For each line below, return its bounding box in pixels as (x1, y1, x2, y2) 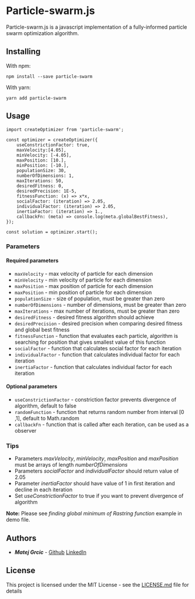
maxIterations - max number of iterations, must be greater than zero (14, 307, 180, 314)
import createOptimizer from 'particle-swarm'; (6, 126, 124, 132)
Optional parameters (6, 383, 57, 390)
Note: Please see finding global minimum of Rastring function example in (6, 510, 182, 517)
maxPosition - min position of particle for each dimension (14, 289, 152, 296)
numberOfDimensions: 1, (16, 173, 75, 179)
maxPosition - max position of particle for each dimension (14, 282, 154, 289)
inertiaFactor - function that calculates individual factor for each (14, 363, 172, 370)
